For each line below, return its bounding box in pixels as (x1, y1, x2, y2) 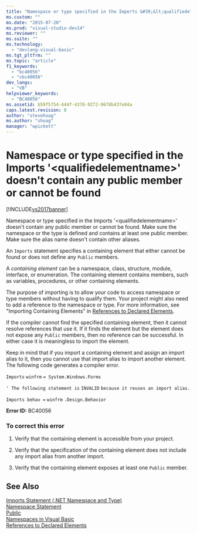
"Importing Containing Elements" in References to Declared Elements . (6, 307, 175, 315)
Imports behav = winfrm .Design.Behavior (6, 396, 107, 403)
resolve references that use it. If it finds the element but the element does (6, 325, 184, 332)
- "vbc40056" (11, 74, 43, 80)
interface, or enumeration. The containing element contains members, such (6, 271, 189, 278)
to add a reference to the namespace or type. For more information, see (6, 301, 180, 308)
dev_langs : (6, 80, 33, 86)
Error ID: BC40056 (6, 407, 52, 414)
